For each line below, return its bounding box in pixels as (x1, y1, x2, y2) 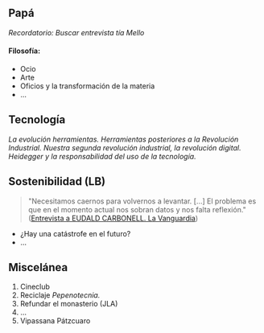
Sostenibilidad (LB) (8, 175, 106, 188)
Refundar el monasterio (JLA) (19, 299, 118, 309)
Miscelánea (8, 261, 68, 274)
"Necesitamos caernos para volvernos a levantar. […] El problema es (27, 196, 257, 206)
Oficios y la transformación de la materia (19, 81, 155, 91)
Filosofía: (8, 46, 41, 55)
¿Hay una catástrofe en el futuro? (19, 228, 131, 238)
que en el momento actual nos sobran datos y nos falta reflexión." (27, 204, 247, 214)
